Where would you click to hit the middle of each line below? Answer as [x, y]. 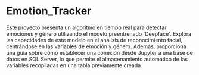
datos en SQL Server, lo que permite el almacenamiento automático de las [97, 59]
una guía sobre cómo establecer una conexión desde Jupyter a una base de [100, 52]
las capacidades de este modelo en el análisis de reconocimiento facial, [94, 40]
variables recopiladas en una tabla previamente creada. [74, 65]
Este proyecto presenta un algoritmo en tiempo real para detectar [86, 27]
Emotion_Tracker [49, 11]
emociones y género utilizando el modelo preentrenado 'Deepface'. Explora [99, 33]
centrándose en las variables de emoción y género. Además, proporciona [96, 46]
